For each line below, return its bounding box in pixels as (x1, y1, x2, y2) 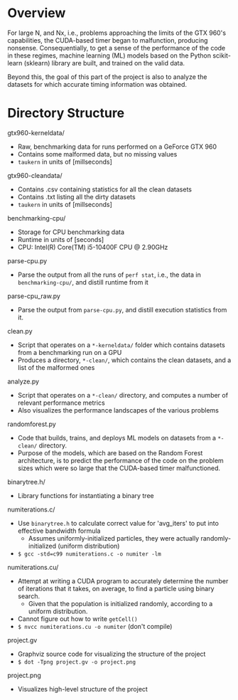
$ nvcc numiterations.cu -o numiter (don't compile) (17, 622, 173, 630)
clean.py (7, 327, 33, 335)
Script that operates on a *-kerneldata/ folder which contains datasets (17, 340, 225, 349)
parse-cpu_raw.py (7, 292, 60, 300)
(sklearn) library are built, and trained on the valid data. (23, 58, 185, 67)
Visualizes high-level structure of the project (17, 684, 148, 693)
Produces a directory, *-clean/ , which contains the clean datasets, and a (17, 356, 232, 364)
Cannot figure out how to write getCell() (17, 614, 138, 623)
